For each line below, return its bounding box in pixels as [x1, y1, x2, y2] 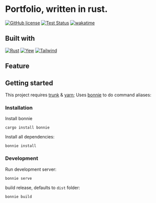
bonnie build [5, 194, 32, 199]
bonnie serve [5, 176, 32, 181]
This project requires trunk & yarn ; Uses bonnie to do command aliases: [5, 92, 152, 98]
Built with [5, 34, 35, 43]
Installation [5, 104, 33, 111]
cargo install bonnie [5, 125, 50, 130]
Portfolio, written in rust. [5, 3, 108, 15]
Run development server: [5, 166, 57, 172]
